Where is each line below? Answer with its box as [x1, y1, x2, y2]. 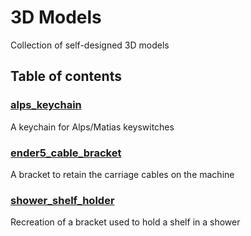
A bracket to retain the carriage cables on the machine [10, 168, 235, 180]
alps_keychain [10, 98, 82, 112]
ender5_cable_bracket [10, 146, 122, 160]
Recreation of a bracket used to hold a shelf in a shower [10, 216, 241, 228]
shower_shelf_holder [10, 193, 115, 207]
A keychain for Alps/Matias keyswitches [10, 121, 175, 133]
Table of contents [10, 68, 122, 85]
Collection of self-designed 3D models [10, 39, 170, 51]
